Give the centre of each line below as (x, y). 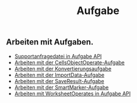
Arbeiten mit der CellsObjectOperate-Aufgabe (70, 62)
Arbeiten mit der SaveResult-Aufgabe (59, 81)
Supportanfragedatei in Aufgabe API (58, 56)
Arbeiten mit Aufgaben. (50, 42)
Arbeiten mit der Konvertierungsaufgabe (63, 68)
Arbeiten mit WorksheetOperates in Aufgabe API (73, 93)
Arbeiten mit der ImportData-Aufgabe (59, 75)
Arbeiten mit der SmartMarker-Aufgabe (62, 87)
